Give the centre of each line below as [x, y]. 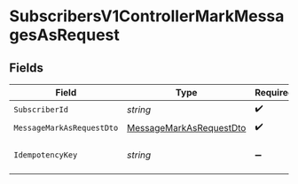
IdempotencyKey [46, 155]
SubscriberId [41, 109]
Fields [27, 68]
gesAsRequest [64, 35]
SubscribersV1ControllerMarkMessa [147, 16]
